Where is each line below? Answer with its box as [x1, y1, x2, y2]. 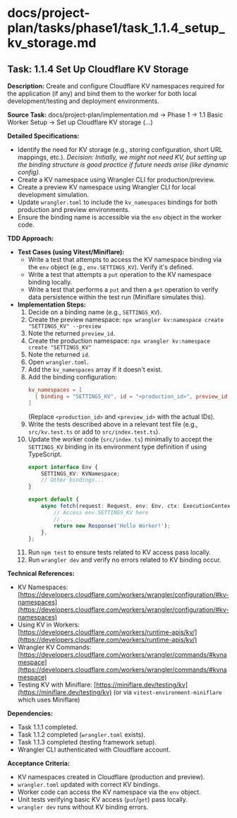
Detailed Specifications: [7, 132, 80, 140]
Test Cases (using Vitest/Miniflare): [17, 248, 125, 256]
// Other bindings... [41, 477, 104, 484]
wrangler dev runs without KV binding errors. [17, 803, 149, 812]
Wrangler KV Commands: [17, 643, 92, 651]
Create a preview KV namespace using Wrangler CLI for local [17, 183, 196, 191]
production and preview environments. [17, 206, 130, 213]
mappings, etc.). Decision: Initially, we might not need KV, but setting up [17, 153, 227, 161]
